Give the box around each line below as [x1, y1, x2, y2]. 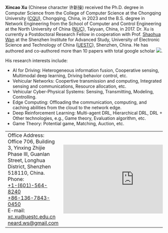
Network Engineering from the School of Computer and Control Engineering [5, 21, 161, 27]
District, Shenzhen [7, 163, 51, 170]
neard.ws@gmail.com [7, 219, 59, 226]
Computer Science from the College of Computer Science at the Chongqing [5, 10, 161, 16]
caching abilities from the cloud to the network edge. [12, 105, 121, 110]
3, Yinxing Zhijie [7, 144, 45, 151]
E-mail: [7, 207, 25, 214]
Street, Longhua [7, 157, 45, 164]
